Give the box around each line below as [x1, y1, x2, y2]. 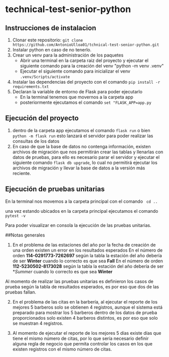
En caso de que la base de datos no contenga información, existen [12, 143, 151, 149]
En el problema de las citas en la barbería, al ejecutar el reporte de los [12, 299, 157, 305]
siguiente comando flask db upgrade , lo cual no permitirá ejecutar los [12, 159, 157, 165]
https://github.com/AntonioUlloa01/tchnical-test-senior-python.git [12, 42, 159, 47]
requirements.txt [12, 84, 49, 89]
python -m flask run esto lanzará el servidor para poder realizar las [12, 133, 153, 139]
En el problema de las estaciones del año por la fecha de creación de [12, 242, 156, 248]
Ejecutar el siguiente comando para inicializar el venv [20, 68, 131, 74]
